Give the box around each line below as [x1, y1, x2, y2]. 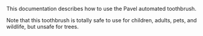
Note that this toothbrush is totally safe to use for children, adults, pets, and [6, 17, 197, 23]
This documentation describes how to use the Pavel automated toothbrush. [6, 5, 197, 12]
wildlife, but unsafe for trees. [6, 23, 79, 30]
